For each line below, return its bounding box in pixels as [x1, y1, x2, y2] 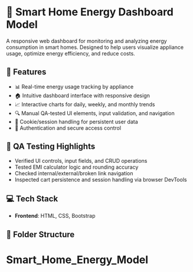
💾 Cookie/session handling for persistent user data [14, 118, 139, 125]
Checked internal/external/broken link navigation [14, 169, 133, 176]
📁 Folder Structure [6, 230, 75, 240]
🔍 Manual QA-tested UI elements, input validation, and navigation [14, 109, 175, 117]
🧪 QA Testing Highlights [6, 142, 96, 152]
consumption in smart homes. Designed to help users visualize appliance [6, 44, 184, 51]
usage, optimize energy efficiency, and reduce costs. [6, 50, 136, 57]
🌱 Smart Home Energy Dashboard [6, 5, 174, 19]
